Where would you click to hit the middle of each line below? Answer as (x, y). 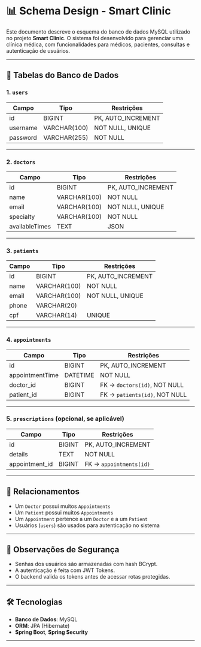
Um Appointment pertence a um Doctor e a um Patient (81, 519)
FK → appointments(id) (118, 464)
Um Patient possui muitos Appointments (64, 512)
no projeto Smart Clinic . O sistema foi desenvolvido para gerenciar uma (95, 38)
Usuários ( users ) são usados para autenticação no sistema (87, 525)
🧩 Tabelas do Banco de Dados (63, 75)
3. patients (22, 251)
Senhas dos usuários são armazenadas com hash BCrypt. (86, 564)
